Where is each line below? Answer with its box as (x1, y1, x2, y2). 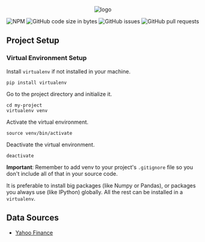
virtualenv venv (6, 107, 48, 113)
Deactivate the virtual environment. (6, 141, 95, 148)
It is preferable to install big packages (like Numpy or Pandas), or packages (6, 181, 196, 189)
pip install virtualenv (6, 80, 67, 86)
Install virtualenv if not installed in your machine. (6, 67, 131, 75)
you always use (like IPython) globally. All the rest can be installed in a (6, 188, 184, 195)
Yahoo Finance (15, 229, 53, 236)
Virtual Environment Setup (6, 54, 87, 62)
